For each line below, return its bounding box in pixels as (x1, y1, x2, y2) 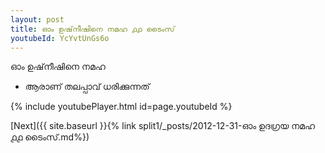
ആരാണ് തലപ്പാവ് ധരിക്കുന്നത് (24, 81, 150, 93)
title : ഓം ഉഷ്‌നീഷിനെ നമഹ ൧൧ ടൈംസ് (10, 24, 175, 34)
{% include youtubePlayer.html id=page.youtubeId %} (10, 101, 233, 113)
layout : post (10, 14, 65, 25)
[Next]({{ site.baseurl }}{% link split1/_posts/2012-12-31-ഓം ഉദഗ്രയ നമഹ (10, 120, 315, 132)
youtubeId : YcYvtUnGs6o (10, 33, 110, 43)
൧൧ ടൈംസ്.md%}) (10, 131, 90, 143)
